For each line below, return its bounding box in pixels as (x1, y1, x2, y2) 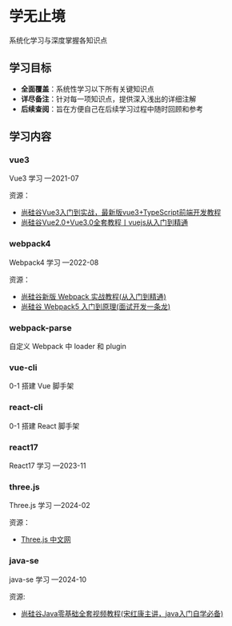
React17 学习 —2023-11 (9, 461, 86, 470)
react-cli (9, 402, 43, 413)
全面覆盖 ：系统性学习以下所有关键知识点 (20, 83, 154, 93)
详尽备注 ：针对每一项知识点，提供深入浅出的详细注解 (20, 94, 197, 104)
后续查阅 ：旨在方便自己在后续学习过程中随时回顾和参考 (20, 104, 203, 113)
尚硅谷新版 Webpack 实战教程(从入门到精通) (20, 291, 166, 301)
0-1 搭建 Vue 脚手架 (9, 381, 74, 391)
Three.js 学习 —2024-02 (9, 501, 90, 510)
